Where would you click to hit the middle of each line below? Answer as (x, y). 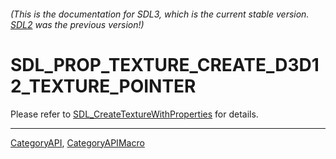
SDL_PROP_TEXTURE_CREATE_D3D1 (165, 64)
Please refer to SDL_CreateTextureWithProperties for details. (134, 114)
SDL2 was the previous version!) (77, 24)
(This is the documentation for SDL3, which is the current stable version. (160, 14)
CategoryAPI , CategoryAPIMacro (77, 142)
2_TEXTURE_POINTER (103, 86)
